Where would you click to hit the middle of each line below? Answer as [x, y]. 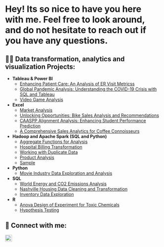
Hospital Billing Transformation [51, 147]
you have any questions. [57, 41]
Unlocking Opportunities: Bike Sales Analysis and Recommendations [89, 115]
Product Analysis [37, 157]
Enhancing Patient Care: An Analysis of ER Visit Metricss [77, 84]
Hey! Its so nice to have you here [73, 9]
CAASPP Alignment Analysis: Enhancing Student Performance [83, 121]
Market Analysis [36, 110]
